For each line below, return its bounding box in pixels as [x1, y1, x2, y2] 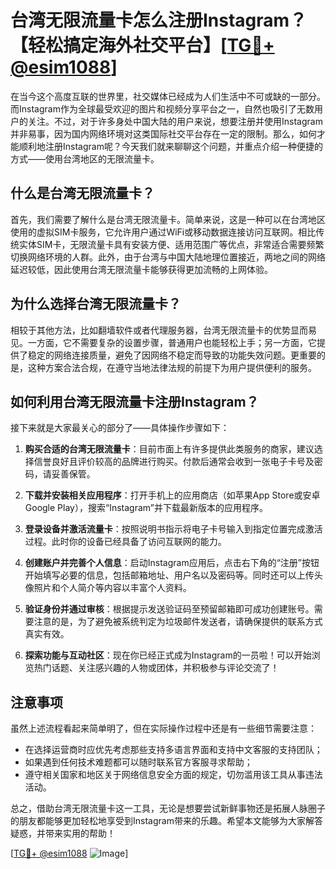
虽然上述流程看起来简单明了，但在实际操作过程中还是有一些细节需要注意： [10, 722, 317, 735]
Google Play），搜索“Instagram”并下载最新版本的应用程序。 [24, 502, 268, 514]
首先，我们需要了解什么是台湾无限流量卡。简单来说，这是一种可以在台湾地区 [10, 213, 326, 225]
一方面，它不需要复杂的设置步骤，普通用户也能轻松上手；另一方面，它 [27, 336, 317, 348]
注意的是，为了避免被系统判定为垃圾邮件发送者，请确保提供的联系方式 [33, 616, 323, 628]
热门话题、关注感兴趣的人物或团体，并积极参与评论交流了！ [33, 662, 280, 674]
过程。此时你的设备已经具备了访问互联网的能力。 [24, 536, 227, 548]
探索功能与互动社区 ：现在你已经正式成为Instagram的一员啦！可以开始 [24, 649, 312, 661]
